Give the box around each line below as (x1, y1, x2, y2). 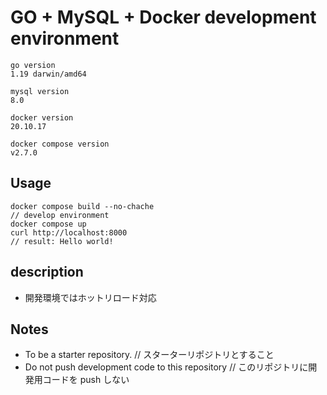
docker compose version (10, 139, 110, 149)
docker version (10, 112, 74, 123)
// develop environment (10, 210, 110, 220)
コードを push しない (42, 374, 130, 386)
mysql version (10, 86, 70, 96)
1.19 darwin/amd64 (10, 69, 87, 79)
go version (10, 60, 56, 70)
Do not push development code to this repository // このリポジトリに (24, 361, 309, 373)
